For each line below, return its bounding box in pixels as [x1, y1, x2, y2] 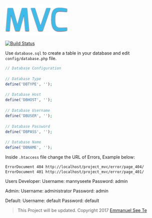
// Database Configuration [5, 66, 61, 71]
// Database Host [5, 92, 41, 97]
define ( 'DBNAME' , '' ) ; [5, 145, 52, 150]
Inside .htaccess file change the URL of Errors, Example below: [5, 154, 135, 160]
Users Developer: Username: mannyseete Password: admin [5, 178, 128, 184]
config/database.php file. [5, 56, 57, 61]
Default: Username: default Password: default [5, 197, 99, 203]
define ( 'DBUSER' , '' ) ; [5, 113, 52, 118]
